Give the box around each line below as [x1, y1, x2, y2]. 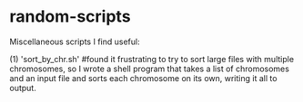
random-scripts [9, 6, 131, 27]
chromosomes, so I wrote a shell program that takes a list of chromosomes [9, 63, 289, 74]
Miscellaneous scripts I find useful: [9, 36, 140, 47]
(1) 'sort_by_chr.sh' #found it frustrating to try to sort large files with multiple [9, 53, 294, 64]
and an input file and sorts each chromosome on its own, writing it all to [9, 72, 278, 83]
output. [9, 82, 36, 93]
